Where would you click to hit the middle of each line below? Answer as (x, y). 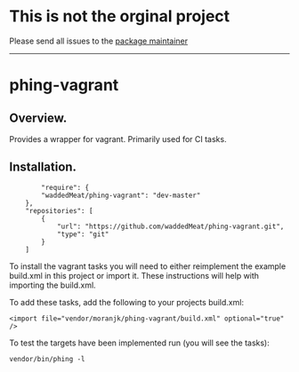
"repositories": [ (59, 210)
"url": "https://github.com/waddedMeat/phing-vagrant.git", (170, 226)
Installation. (43, 167)
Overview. (38, 118)
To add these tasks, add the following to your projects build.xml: (127, 302)
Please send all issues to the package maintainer (99, 41)
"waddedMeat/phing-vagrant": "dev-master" (121, 195)
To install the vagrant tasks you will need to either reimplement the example (148, 266)
